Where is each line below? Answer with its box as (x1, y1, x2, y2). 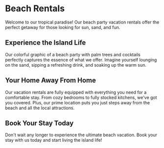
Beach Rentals (5, 3, 65, 14)
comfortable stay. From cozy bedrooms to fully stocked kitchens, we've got (5, 94, 158, 100)
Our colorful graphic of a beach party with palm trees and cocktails (5, 51, 141, 57)
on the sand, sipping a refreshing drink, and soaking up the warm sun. (5, 62, 147, 68)
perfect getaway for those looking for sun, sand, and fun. (5, 24, 120, 30)
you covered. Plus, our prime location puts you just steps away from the (5, 99, 150, 105)
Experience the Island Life (5, 39, 86, 47)
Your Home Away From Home (5, 76, 96, 85)
